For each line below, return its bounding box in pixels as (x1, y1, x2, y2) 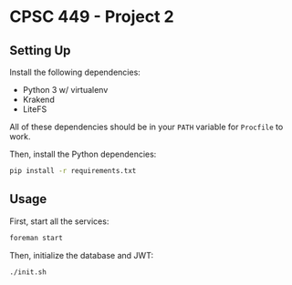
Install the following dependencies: (9, 66, 141, 77)
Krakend (22, 94, 55, 105)
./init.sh (9, 267, 47, 277)
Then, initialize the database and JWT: (9, 249, 153, 260)
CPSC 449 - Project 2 (9, 6, 175, 27)
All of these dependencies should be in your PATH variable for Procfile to (9, 121, 284, 132)
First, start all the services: (9, 216, 109, 227)
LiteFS (22, 104, 47, 115)
